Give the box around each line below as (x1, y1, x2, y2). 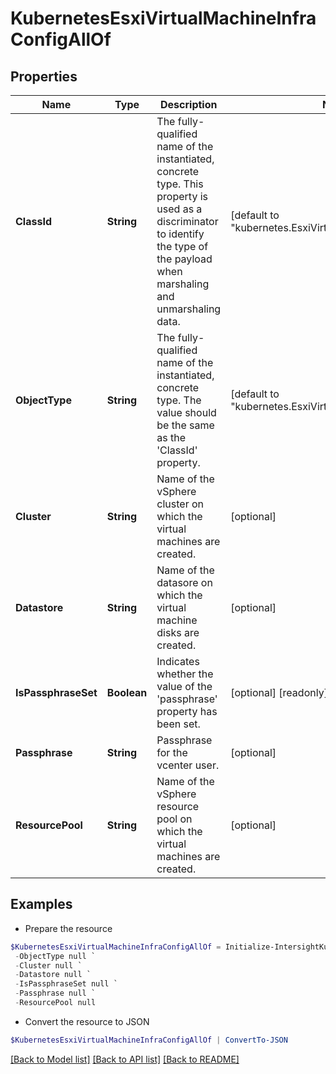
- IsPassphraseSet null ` (14, 979, 118, 989)
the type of (156, 240, 209, 253)
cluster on (156, 497, 205, 511)
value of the (156, 680, 213, 693)
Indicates (156, 655, 200, 668)
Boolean (106, 686, 148, 699)
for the (156, 746, 188, 759)
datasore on (156, 576, 213, 589)
